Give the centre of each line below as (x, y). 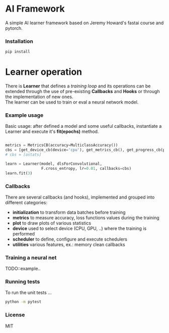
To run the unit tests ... (28, 293)
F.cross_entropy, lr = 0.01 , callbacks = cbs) (86, 168)
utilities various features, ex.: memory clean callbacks (69, 244)
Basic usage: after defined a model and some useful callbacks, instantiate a (83, 126)
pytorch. (14, 28)
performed (24, 233)
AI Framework (35, 9)
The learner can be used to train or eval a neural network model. (72, 102)
